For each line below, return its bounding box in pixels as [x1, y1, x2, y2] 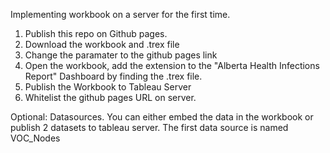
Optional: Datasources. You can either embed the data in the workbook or [10, 111, 314, 123]
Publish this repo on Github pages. [24, 28, 168, 39]
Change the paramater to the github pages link [24, 49, 218, 61]
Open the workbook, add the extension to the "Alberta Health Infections [24, 60, 320, 71]
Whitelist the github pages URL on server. [24, 92, 197, 103]
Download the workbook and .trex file [24, 39, 180, 50]
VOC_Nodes [10, 132, 61, 144]
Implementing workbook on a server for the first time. [10, 9, 231, 20]
